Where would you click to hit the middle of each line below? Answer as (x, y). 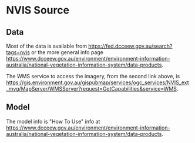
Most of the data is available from (46, 46)
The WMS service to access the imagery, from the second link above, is (93, 76)
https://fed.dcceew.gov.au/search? (130, 46)
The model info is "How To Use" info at (53, 121)
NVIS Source (38, 10)
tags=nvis (18, 52)
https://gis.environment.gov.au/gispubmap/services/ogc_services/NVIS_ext (97, 82)
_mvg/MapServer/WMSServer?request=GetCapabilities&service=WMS (92, 89)
